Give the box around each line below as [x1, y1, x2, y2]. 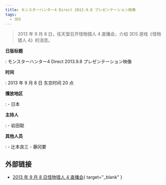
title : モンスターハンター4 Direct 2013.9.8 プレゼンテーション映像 [5, 7, 136, 13]
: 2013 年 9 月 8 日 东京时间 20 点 [5, 80, 74, 86]
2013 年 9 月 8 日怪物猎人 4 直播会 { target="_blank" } [12, 174, 123, 180]
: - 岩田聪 [5, 122, 25, 128]
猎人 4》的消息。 [17, 37, 53, 43]
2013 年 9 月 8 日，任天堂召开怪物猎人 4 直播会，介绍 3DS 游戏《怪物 [17, 31, 161, 37]
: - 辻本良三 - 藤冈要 [5, 144, 47, 150]
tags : [5, 12, 17, 17]
